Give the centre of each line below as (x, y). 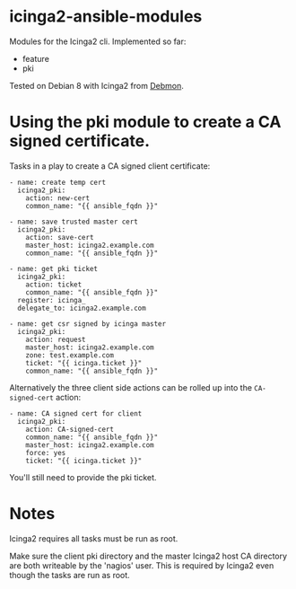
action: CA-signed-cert (70, 429)
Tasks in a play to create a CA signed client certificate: (110, 166)
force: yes (46, 453)
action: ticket (54, 285)
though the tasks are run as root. (70, 575)
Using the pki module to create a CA (145, 122)
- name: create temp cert (57, 182)
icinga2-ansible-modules (106, 17)
